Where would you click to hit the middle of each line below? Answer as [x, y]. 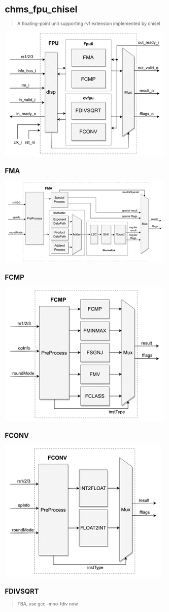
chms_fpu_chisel [41, 9]
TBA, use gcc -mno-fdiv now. [48, 604]
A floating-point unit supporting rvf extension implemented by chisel [89, 23]
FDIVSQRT [22, 591]
